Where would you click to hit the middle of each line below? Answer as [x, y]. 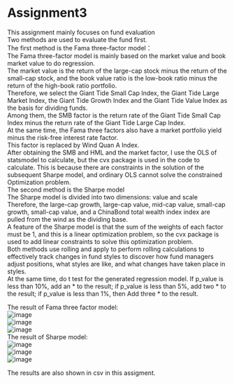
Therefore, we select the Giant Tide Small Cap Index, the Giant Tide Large [114, 93]
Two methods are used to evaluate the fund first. [78, 39]
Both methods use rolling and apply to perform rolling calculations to [106, 249]
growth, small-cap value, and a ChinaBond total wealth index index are [109, 212]
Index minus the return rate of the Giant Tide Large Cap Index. [97, 122]
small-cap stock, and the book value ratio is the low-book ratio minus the [112, 78]
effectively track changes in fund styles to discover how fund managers [111, 256]
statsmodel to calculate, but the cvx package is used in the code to [104, 159]
